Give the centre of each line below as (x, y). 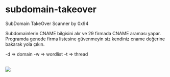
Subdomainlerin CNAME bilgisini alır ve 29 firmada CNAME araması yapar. (83, 33)
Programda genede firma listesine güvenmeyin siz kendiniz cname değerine (85, 39)
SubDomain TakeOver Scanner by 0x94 (47, 23)
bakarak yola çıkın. (25, 44)
